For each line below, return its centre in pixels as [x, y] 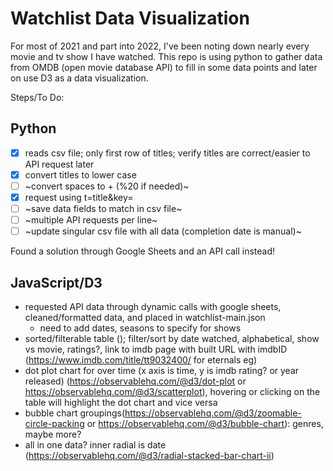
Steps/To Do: [37, 97]
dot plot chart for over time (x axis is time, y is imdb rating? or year [162, 370]
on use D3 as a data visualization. [79, 78]
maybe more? [53, 434]
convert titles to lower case [80, 174]
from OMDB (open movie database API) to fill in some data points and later [164, 67]
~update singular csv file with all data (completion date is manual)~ [163, 231]
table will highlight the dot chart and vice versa [121, 402]
